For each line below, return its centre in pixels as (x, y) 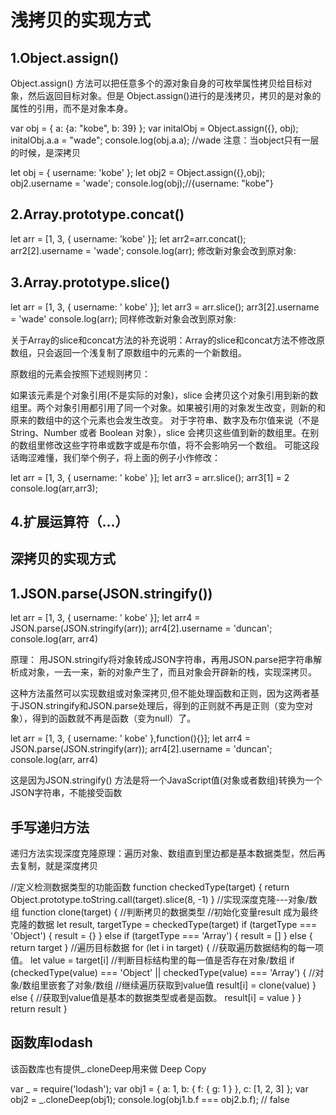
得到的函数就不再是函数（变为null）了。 (114, 718)
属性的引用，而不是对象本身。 (71, 108)
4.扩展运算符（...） (69, 522)
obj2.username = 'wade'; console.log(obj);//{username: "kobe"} (142, 183)
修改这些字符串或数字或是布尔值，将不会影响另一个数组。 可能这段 (182, 445)
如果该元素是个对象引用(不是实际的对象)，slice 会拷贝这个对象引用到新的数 (164, 395)
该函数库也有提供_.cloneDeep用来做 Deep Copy (108, 1068)
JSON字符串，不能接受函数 (66, 793)
